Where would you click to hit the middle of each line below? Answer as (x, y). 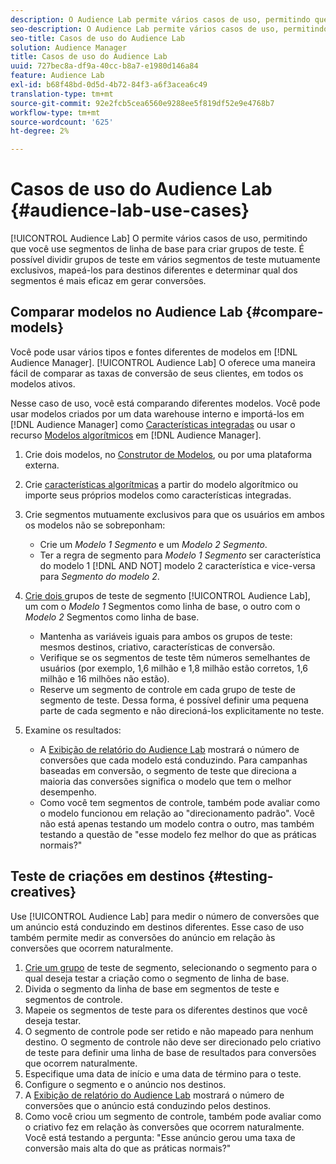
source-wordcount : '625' (62, 122)
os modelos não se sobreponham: (95, 525)
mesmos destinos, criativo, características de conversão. (157, 647)
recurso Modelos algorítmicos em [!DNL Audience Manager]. (136, 435)
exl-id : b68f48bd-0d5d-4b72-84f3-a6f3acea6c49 (109, 85)
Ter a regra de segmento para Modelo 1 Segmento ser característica (180, 555)
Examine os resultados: (73, 730)
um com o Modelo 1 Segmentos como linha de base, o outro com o (162, 606)
